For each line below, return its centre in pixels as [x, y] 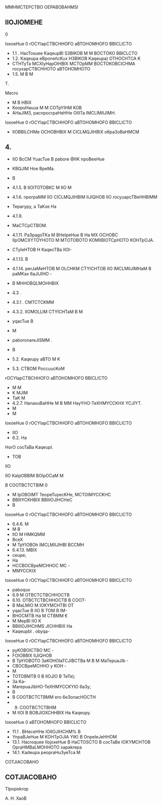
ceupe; [19, 555]
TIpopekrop [17, 789]
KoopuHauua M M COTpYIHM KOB [47, 108]
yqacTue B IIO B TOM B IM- [40, 610]
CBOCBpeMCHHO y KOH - [39, 666]
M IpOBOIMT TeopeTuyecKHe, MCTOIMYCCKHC [61, 494]
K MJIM [20, 392]
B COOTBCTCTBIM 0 [26, 485]
